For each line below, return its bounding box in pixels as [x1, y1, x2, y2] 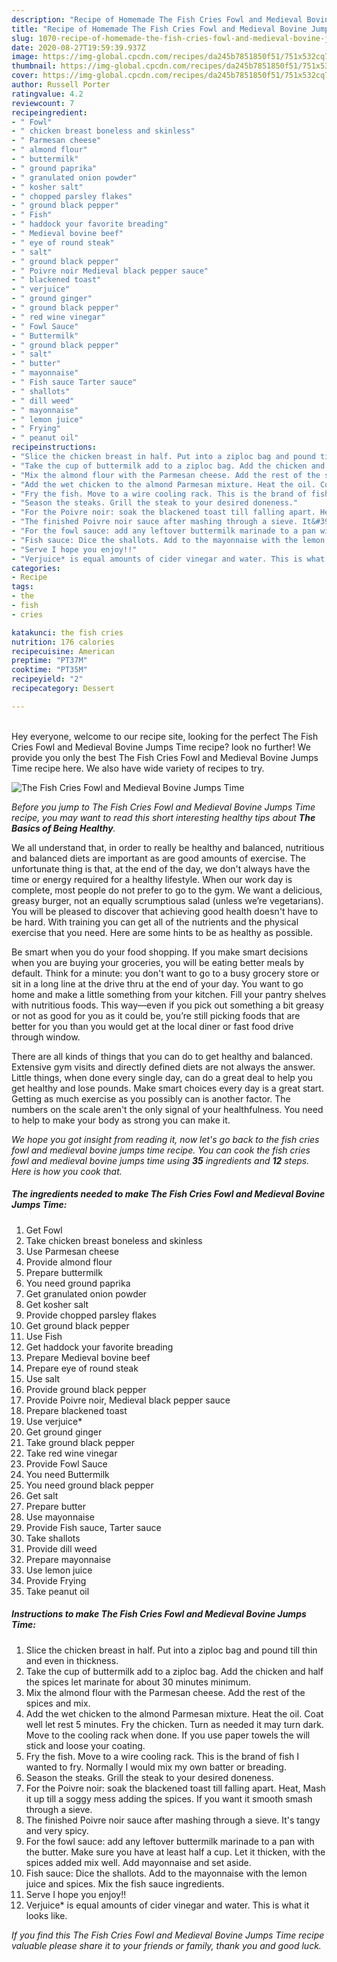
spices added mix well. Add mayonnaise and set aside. [25, 1856, 252, 1868]
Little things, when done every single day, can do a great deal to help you [11, 1071, 314, 1083]
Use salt [25, 1372, 61, 1385]
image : [11, 52, 39, 62]
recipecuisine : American [11, 646, 115, 656]
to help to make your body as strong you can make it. [11, 1114, 231, 1126]
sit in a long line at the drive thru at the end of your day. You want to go [11, 977, 304, 990]
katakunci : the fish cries [11, 627, 124, 638]
